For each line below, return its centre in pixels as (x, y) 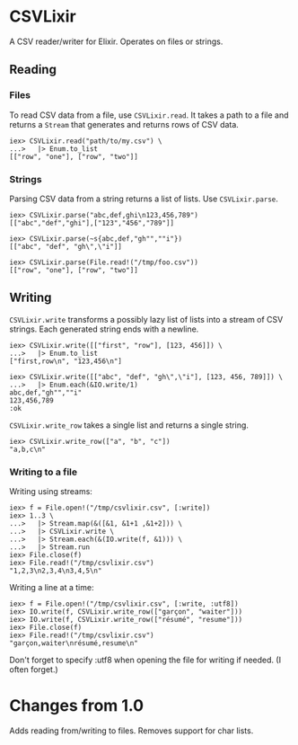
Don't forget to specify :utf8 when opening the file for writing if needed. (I (145, 660)
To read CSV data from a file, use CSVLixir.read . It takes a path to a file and (149, 115)
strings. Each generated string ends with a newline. (104, 329)
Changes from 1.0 (77, 706)
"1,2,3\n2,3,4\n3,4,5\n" (56, 571)
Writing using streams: (51, 492)
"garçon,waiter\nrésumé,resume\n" (74, 643)
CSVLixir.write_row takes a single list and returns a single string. (129, 425)
